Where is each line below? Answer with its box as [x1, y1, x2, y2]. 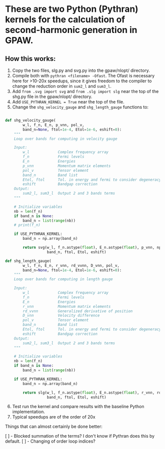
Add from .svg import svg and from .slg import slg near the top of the [12, 89, 159, 94]
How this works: [5, 54, 56, 63]
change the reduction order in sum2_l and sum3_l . [12, 83, 111, 89]
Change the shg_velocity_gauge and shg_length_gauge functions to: [12, 104, 149, 110]
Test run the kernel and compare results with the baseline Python [12, 404, 144, 410]
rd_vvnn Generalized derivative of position [23, 309, 133, 314]
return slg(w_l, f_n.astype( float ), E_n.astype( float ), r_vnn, [23, 390, 155, 395]
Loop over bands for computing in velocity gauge [14, 136, 118, 141]
